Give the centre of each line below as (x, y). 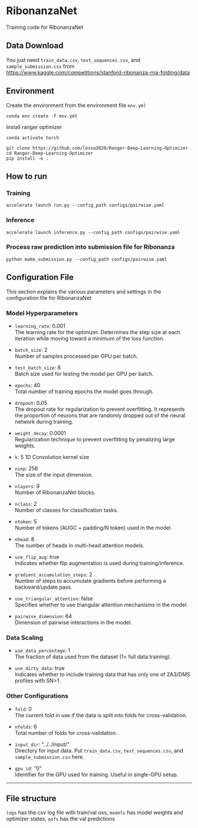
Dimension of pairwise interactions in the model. (73, 622)
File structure (31, 798)
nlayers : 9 (27, 486)
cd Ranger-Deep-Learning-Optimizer (50, 153)
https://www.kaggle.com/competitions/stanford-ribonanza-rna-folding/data (98, 72)
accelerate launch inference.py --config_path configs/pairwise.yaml (93, 232)
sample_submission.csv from (40, 66)
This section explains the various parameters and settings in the (84, 291)
